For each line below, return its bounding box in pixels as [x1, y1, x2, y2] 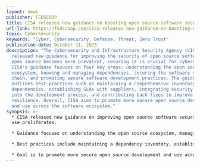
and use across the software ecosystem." [11, 103, 116, 109]
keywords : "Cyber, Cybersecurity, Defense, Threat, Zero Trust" [6, 36, 169, 42]
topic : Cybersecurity [6, 31, 60, 37]
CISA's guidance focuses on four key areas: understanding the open [11, 64, 185, 70]
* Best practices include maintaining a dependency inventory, [11, 141, 171, 147]
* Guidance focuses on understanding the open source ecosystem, [11, 131, 177, 137]
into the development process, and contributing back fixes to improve [11, 92, 193, 98]
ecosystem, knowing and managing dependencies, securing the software [11, 70, 190, 76]
